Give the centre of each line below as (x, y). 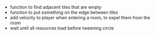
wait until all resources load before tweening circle (62, 28)
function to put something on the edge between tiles (64, 12)
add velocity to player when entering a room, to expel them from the (80, 18)
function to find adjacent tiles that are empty (55, 7)
